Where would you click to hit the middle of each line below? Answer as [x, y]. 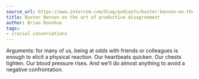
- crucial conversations [37, 34]
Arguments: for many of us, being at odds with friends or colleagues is [92, 50]
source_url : [21, 12]
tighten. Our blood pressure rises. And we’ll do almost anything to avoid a [96, 64]
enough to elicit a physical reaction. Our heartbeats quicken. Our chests [94, 57]
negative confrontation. [35, 69]
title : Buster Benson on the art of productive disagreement [83, 17]
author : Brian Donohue [34, 23]
